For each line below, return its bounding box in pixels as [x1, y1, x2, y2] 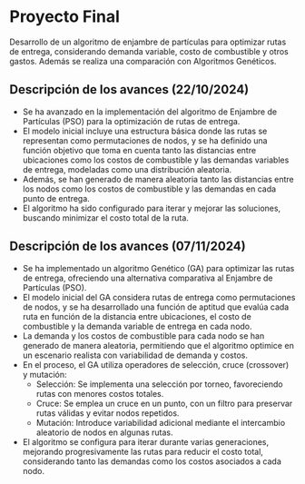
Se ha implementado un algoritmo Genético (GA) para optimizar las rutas [22, 262, 295, 273]
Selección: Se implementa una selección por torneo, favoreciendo [35, 379, 283, 390]
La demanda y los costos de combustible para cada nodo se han [22, 330, 265, 341]
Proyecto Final [9, 6, 121, 27]
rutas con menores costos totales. [35, 388, 164, 399]
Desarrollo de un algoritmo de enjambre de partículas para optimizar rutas [9, 36, 287, 47]
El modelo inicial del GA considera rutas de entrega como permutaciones [22, 291, 296, 302]
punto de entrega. [22, 193, 91, 203]
